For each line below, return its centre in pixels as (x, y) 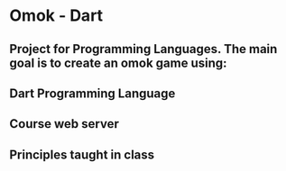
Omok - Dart (56, 16)
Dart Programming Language (92, 93)
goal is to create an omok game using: (118, 63)
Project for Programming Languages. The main (143, 49)
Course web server (64, 124)
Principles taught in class (82, 154)
